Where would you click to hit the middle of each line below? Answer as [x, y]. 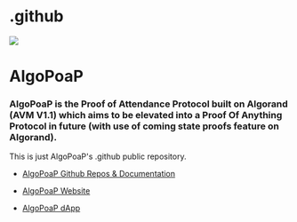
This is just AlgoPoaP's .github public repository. [98, 156]
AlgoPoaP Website [56, 191]
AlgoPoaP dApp [51, 208]
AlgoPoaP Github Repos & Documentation [99, 174]
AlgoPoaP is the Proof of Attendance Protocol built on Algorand [149, 104]
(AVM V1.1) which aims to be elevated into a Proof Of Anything [146, 115]
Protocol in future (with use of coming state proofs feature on [144, 126]
